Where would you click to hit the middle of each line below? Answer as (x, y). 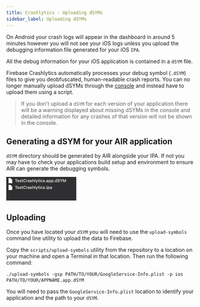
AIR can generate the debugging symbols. (58, 168)
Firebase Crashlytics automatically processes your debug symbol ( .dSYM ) (96, 73)
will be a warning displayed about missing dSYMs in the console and (105, 110)
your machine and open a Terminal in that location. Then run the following (97, 256)
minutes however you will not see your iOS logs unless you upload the (93, 43)
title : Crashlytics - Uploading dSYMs (54, 13)
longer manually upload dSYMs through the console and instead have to (95, 85)
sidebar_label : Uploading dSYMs (46, 19)
